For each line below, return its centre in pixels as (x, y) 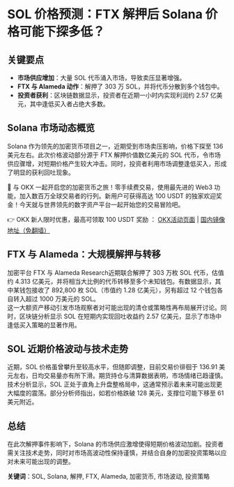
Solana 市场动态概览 (51, 128)
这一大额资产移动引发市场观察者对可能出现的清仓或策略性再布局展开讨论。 (114, 307)
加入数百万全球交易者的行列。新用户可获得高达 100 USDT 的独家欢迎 (118, 195)
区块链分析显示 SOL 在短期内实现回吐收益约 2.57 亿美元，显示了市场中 (120, 316)
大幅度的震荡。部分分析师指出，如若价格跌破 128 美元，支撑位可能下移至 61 (116, 393)
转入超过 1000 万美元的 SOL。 (56, 299)
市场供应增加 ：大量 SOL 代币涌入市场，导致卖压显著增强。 (101, 78)
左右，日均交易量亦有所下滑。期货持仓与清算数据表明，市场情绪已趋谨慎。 (120, 376)
